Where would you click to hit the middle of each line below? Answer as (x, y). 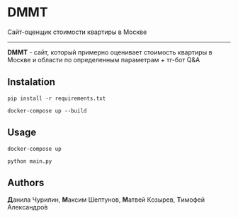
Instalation (31, 82)
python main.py (30, 161)
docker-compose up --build (47, 110)
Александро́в (28, 207)
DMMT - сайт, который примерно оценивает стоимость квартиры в (110, 52)
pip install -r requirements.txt (57, 98)
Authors (26, 182)
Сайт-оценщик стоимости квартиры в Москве (77, 32)
